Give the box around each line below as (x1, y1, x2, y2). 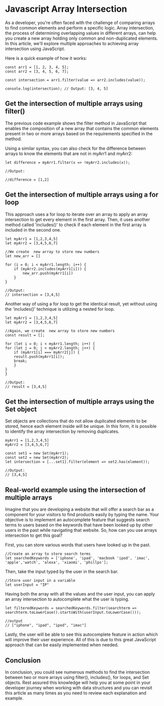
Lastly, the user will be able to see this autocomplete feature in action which (5, 631, 158, 637)
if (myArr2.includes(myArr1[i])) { (14, 266, 87, 271)
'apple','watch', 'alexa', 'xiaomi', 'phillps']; (5, 560, 109, 565)
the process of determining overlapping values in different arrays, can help (5, 30, 156, 36)
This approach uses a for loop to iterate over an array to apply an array (5, 211, 148, 217)
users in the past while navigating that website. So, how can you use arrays (5, 527, 157, 533)
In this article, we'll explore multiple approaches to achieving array (5, 40, 139, 46)
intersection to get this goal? (5, 532, 63, 538)
